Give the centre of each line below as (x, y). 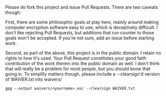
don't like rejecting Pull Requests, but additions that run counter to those (79, 33)
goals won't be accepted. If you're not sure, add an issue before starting (80, 38)
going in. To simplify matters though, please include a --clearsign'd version (82, 74)
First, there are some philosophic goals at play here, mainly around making (82, 22)
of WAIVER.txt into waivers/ (33, 79)
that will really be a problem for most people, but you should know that (78, 69)
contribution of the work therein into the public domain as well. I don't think (82, 63)
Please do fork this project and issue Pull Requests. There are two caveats (82, 7)
